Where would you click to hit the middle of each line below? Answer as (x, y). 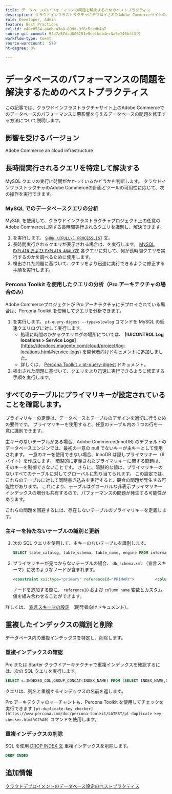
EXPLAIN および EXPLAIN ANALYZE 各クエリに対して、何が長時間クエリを (87, 251)
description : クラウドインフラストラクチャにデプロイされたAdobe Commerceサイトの (86, 15)
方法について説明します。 (36, 120)
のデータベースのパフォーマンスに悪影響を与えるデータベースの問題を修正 (83, 114)
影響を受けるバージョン (42, 138)
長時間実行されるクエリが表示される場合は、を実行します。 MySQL (84, 244)
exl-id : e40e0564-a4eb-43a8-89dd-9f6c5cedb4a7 (56, 29)
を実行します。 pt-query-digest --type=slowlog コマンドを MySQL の (86, 321)
